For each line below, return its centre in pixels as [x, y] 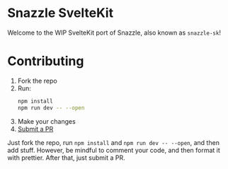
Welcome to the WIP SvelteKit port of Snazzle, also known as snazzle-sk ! [114, 33]
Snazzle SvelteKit [61, 13]
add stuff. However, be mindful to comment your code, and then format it [114, 150]
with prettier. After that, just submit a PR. [66, 158]
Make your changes [46, 121]
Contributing [46, 61]
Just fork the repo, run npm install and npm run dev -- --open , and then [113, 142]
